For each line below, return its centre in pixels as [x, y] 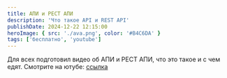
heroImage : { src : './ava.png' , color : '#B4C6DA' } [84, 33]
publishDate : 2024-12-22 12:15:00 [58, 26]
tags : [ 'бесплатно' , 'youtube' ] [54, 40]
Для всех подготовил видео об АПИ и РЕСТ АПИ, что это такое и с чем [114, 59]
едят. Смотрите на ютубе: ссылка [58, 67]
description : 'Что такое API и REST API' [68, 20]
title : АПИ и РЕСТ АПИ [40, 14]
